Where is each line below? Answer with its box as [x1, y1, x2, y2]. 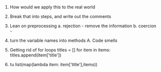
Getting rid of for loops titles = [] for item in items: [9, 47, 111, 53]
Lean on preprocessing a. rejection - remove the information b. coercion [9, 23, 157, 29]
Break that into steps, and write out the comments [9, 14, 112, 19]
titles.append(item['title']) [9, 52, 62, 58]
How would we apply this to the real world [9, 4, 95, 10]
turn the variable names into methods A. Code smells [9, 37, 118, 43]
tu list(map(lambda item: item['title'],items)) [9, 62, 97, 67]
